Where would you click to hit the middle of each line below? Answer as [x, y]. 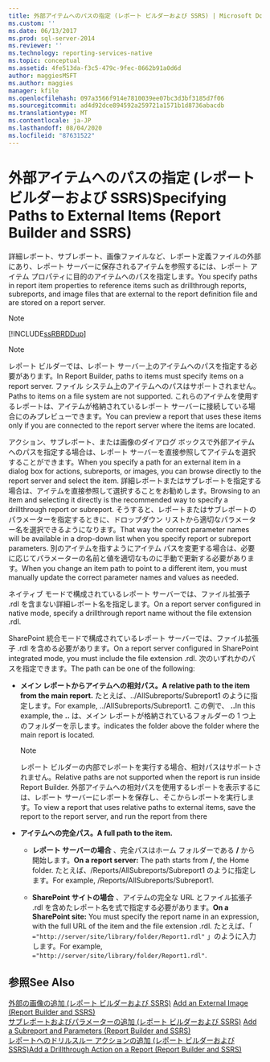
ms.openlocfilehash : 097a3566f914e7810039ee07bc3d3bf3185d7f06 [117, 98]
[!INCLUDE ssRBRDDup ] [47, 333]
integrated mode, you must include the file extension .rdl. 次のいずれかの [129, 658]
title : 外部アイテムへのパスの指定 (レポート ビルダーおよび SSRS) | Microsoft [130, 16]
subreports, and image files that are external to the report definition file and [133, 294]
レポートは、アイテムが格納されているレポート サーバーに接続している [132, 406]
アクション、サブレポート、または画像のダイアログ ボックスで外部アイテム [132, 442]
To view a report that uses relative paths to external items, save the [144, 807]
